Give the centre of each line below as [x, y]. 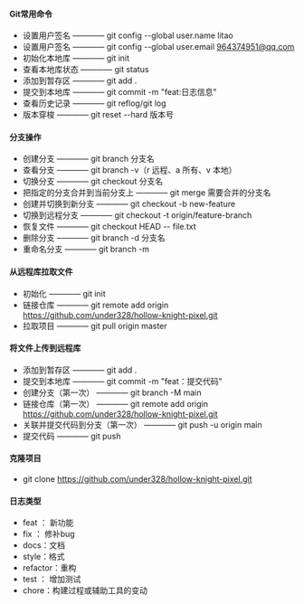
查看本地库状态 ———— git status [85, 70]
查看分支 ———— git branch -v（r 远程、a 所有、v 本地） [129, 170]
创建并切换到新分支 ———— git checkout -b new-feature [129, 204]
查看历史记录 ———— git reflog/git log [94, 103]
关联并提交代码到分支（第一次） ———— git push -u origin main [142, 424]
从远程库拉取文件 [41, 272]
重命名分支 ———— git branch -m [86, 250]
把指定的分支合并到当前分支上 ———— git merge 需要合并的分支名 [147, 193]
